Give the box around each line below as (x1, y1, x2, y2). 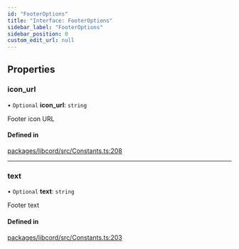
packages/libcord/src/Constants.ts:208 (7, 147, 122, 155)
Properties (7, 63, 55, 75)
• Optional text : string (7, 187, 75, 196)
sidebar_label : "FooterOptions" (7, 23, 103, 31)
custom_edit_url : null (7, 37, 75, 44)
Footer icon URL (7, 115, 55, 123)
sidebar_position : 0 (7, 30, 69, 38)
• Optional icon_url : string (7, 100, 87, 109)
